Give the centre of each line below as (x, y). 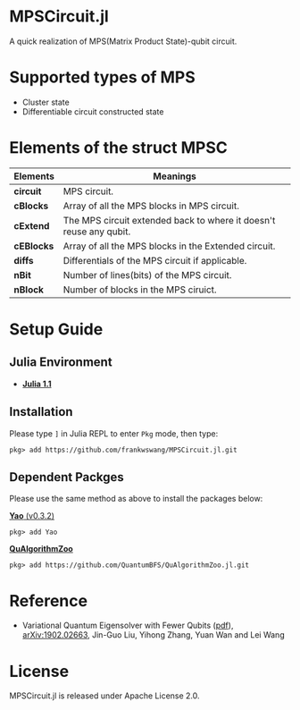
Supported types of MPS (103, 77)
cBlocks (31, 206)
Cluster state (46, 102)
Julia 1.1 (37, 384)
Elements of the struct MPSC (118, 148)
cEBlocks (34, 246)
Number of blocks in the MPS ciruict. (140, 290)
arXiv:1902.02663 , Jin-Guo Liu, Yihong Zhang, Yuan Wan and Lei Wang (153, 635)
